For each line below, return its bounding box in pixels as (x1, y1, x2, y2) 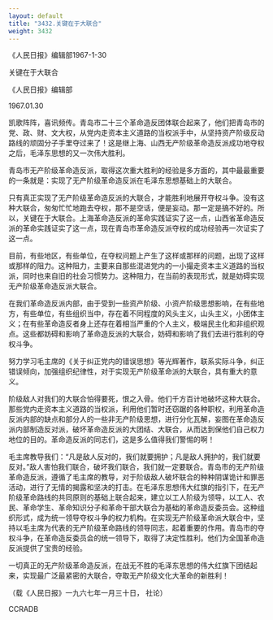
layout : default (8, 11, 63, 20)
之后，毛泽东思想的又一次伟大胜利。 (8, 148, 130, 158)
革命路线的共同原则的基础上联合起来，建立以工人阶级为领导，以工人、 (22, 492, 258, 502)
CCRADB (8, 605, 39, 614)
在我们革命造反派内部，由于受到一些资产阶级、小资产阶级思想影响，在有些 (8, 298, 258, 309)
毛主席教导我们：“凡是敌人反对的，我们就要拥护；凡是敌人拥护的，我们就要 (8, 452, 262, 462)
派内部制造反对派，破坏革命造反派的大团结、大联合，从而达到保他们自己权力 (8, 424, 265, 435)
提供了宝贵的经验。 (22, 544, 87, 553)
